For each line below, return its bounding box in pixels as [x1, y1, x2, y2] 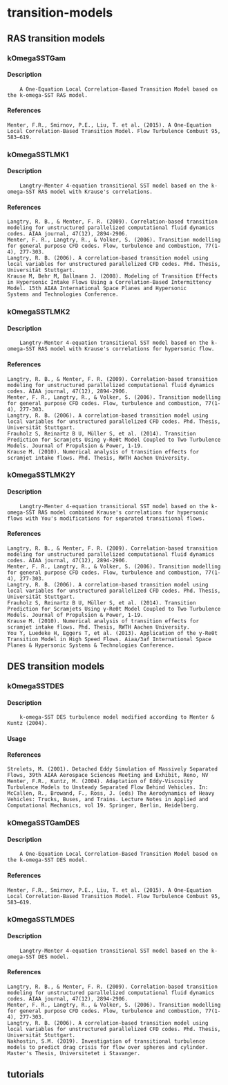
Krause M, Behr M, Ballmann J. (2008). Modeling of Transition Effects [7, 273, 218, 280]
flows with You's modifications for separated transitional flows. [7, 514, 206, 522]
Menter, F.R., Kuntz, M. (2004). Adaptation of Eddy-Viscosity [7, 778, 193, 785]
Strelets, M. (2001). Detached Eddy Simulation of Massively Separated [7, 766, 218, 773]
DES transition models [7, 661, 105, 672]
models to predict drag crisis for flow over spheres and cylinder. [7, 1043, 209, 1050]
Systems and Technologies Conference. [7, 291, 119, 298]
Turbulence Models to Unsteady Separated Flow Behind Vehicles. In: [7, 784, 209, 791]
